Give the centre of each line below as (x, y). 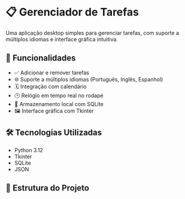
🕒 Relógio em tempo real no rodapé (59, 95)
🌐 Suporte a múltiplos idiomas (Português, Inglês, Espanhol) (89, 79)
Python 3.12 (28, 150)
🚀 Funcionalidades (41, 58)
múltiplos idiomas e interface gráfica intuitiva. (62, 39)
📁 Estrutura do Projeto (47, 188)
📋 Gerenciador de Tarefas (72, 12)
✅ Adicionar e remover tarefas (51, 73)
